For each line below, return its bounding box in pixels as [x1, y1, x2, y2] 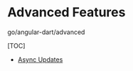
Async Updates [17, 55, 63, 64]
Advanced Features [7, 4, 126, 21]
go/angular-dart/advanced [7, 28, 85, 36]
